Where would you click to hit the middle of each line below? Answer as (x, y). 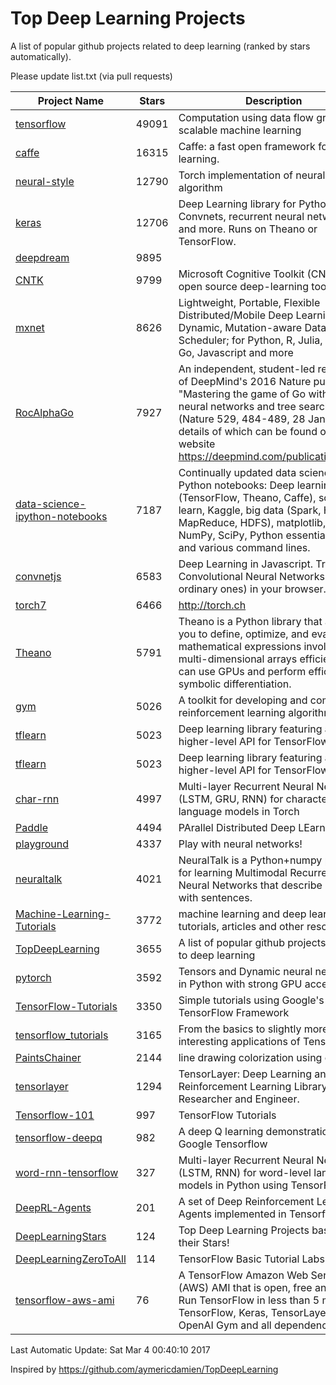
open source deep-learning (243, 286)
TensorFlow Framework (234, 1012)
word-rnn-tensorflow (67, 1172)
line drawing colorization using (250, 1057)
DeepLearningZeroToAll (71, 1259)
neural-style (45, 181)
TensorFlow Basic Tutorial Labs (251, 1259)
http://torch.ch (212, 605)
